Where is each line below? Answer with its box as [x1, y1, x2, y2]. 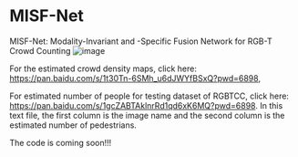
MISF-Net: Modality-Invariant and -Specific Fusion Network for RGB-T [9, 36, 272, 47]
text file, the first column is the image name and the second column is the [9, 110, 285, 120]
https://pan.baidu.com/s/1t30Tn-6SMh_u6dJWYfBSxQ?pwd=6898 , [9, 72, 262, 83]
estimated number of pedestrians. [9, 120, 137, 131]
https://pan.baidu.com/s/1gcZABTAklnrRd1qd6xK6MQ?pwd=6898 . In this [9, 99, 283, 110]
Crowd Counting [9, 45, 71, 56]
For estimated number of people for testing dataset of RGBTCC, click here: [9, 90, 290, 101]
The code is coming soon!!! [9, 137, 112, 148]
